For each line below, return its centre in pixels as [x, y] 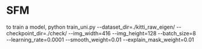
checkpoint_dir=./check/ [37, 33]
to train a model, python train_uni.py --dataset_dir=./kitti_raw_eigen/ [91, 27]
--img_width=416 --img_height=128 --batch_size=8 [132, 33]
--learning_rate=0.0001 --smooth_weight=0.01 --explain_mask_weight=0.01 [100, 39]
